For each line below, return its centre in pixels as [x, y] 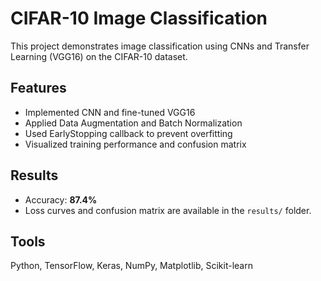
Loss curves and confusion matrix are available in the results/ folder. [168, 210]
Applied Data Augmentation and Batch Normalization [133, 123]
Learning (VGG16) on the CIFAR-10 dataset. [99, 56]
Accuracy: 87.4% [61, 199]
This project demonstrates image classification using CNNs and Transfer [160, 46]
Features [38, 88]
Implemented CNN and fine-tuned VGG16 [110, 112]
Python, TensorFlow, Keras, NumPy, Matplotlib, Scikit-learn [131, 266]
